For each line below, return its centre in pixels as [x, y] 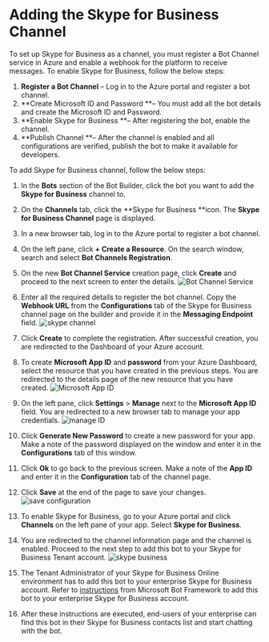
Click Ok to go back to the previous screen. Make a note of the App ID [137, 468]
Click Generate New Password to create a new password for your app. [138, 435]
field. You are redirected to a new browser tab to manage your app [130, 411]
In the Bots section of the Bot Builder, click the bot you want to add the [137, 185]
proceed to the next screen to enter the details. [98, 281]
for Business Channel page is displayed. [88, 218]
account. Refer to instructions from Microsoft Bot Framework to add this [139, 589]
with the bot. [41, 631]
